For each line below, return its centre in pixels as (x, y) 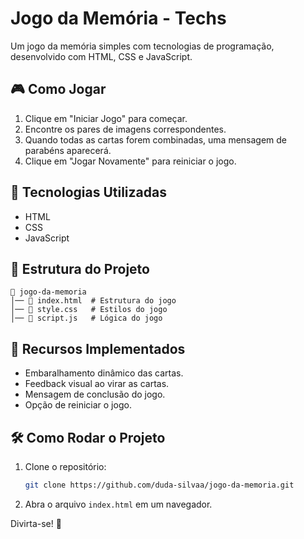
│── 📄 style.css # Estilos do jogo (89, 310)
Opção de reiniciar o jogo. (78, 405)
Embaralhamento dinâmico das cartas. (104, 373)
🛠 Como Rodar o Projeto (88, 437)
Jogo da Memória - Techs (118, 18)
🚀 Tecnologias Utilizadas (88, 192)
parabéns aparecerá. (68, 150)
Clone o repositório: (65, 466)
